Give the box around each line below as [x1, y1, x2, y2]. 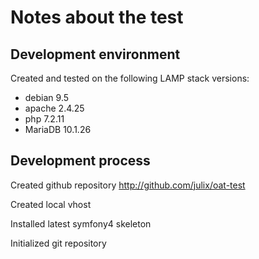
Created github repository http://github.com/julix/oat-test [10, 179, 246, 191]
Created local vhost [10, 198, 92, 210]
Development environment [10, 46, 181, 63]
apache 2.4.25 [24, 102, 85, 114]
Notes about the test [10, 6, 184, 29]
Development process [10, 152, 151, 170]
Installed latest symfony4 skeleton [10, 217, 152, 230]
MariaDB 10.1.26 [24, 124, 92, 135]
